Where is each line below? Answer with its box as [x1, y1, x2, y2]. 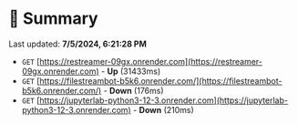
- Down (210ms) [132, 104, 195, 115]
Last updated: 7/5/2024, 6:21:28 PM [8, 38, 147, 49]
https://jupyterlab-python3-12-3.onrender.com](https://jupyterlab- [39, 95, 289, 106]
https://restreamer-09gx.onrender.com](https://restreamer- [39, 56, 263, 67]
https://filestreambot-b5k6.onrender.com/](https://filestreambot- [39, 75, 283, 86]
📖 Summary [8, 8, 98, 29]
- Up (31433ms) [100, 66, 161, 77]
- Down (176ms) [103, 85, 165, 96]
